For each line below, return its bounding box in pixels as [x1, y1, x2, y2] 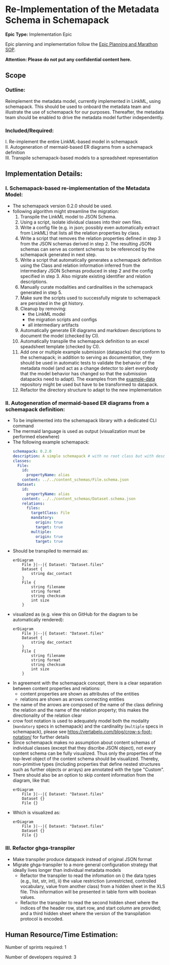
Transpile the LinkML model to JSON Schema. [20, 213, 117, 219]
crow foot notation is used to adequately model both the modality [12, 718, 150, 724]
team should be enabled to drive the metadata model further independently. [5, 114, 164, 120]
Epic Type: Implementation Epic [5, 31, 72, 37]
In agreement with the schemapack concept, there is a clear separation [12, 680, 162, 686]
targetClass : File [31, 510, 70, 515]
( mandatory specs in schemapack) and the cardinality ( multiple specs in [12, 723, 163, 729]
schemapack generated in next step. [20, 251, 97, 258]
